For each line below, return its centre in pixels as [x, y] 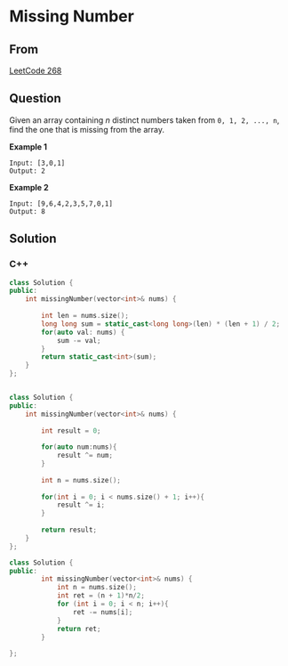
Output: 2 [28, 171]
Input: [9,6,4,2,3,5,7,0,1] [61, 203]
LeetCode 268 [36, 70]
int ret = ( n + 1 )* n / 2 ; [100, 596]
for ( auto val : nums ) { [83, 332]
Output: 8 [28, 211]
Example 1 [28, 146]
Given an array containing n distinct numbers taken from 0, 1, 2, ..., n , [144, 120]
